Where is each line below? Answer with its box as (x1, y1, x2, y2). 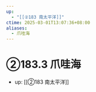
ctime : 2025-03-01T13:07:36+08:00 (6, 19, 91, 25)
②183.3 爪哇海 (6, 58, 81, 71)
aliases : (6, 25, 28, 31)
